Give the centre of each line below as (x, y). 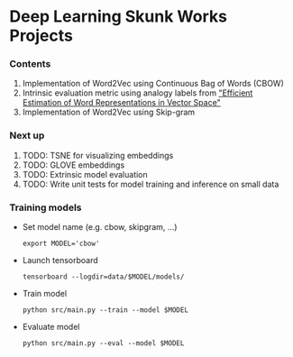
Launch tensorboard (60, 261)
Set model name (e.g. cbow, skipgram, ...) (100, 227)
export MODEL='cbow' (61, 244)
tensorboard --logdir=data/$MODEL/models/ (103, 277)
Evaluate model (51, 327)
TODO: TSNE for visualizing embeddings (98, 155)
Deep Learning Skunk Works (119, 17)
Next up (27, 135)
